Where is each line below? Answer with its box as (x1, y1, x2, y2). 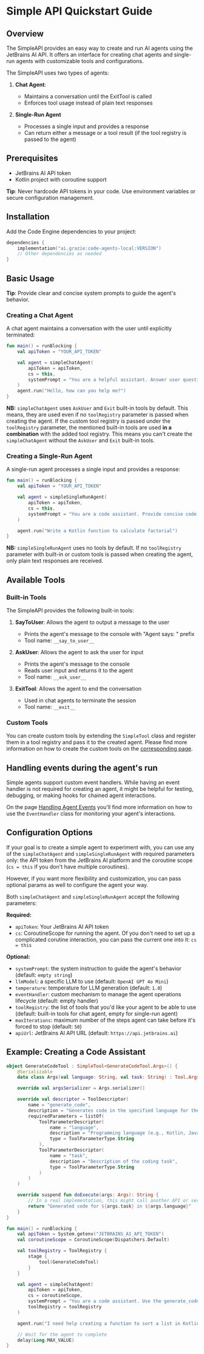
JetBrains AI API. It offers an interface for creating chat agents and (6, 51, 173, 58)
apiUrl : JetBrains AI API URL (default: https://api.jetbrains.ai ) (15, 1029, 178, 1036)
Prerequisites (6, 153, 58, 163)
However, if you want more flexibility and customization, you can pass (6, 875, 181, 882)
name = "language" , (49, 1124, 99, 1130)
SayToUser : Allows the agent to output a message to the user (15, 618, 170, 626)
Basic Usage (6, 273, 55, 284)
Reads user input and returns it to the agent (24, 666, 134, 674)
